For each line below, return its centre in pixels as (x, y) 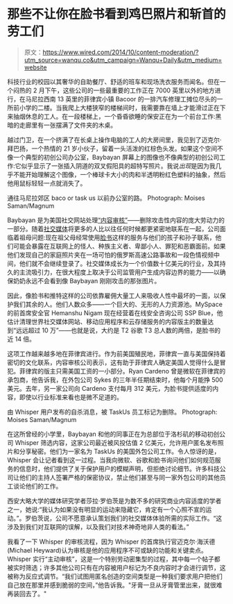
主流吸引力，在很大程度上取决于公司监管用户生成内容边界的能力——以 (119, 272)
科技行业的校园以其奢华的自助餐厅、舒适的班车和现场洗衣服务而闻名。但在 (113, 81)
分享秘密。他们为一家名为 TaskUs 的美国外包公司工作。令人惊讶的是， (120, 451)
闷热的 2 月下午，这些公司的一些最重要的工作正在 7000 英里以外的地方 (114, 90)
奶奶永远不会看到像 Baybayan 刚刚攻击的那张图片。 (87, 280)
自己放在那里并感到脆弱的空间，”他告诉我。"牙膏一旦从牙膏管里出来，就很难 (115, 585)
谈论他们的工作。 (37, 486)
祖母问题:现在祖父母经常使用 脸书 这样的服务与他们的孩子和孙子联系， (118, 237)
